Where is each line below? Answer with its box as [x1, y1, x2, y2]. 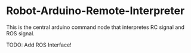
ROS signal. [6, 29, 35, 37]
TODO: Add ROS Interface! [6, 41, 72, 48]
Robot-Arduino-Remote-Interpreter [6, 4, 185, 18]
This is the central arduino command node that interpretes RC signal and [6, 24, 185, 31]
